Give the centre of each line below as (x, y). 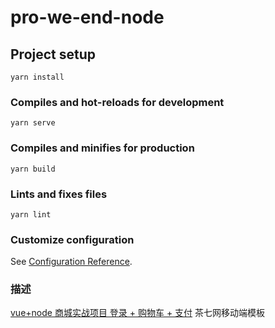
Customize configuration (72, 239)
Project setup (53, 54)
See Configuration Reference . (71, 262)
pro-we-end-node (87, 17)
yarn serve (33, 123)
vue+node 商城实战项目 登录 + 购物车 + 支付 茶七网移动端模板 (138, 313)
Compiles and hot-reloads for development (117, 102)
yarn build (33, 169)
